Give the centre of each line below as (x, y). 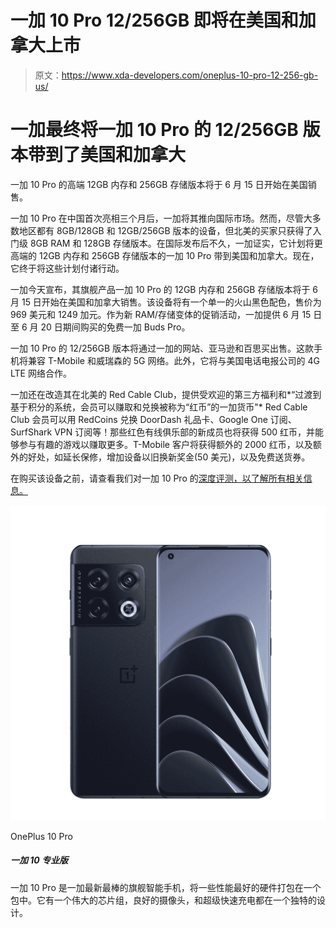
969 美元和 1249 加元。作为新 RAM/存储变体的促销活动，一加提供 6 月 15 (161, 314)
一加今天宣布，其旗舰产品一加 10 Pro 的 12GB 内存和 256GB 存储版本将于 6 (164, 289)
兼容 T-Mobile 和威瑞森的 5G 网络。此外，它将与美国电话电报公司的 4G (173, 360)
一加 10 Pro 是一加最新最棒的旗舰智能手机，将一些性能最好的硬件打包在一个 (166, 887)
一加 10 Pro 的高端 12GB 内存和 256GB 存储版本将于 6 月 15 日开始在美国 (159, 184)
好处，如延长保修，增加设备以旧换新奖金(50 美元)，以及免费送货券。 (169, 457)
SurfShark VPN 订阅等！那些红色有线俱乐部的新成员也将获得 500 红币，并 (163, 432)
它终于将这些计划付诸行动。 (67, 268)
